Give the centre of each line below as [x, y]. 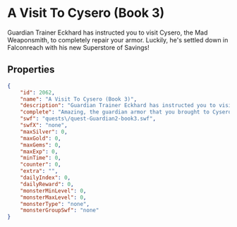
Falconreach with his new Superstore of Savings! [78, 47]
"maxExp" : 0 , [39, 152]
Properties [31, 69]
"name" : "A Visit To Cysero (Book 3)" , [79, 99]
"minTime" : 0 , [41, 158]
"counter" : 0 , [41, 165]
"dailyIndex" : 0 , [45, 178]
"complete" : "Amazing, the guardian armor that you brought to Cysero [126, 112]
